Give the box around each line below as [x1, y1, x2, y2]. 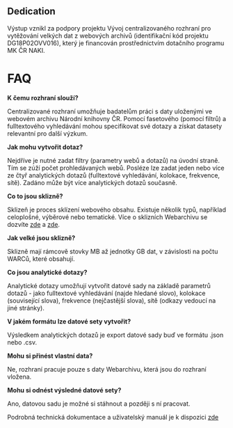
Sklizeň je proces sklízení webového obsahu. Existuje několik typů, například [7, 205, 226, 214]
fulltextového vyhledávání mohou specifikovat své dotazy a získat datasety [7, 122, 223, 130]
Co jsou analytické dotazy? [7, 268, 88, 276]
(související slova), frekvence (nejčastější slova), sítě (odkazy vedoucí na [7, 296, 216, 305]
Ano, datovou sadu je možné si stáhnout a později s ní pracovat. [7, 399, 191, 408]
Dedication [7, 6, 56, 17]
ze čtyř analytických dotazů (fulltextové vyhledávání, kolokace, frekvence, [7, 171, 220, 180]
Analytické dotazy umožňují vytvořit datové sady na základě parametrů [7, 281, 211, 290]
